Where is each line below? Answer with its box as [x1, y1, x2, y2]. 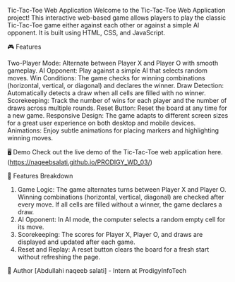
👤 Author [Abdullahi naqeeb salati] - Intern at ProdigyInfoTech [7, 266, 187, 274]
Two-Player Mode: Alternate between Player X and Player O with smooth [7, 59, 219, 67]
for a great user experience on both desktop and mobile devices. [7, 119, 196, 127]
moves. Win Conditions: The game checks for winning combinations [7, 74, 206, 82]
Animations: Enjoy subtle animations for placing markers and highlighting [7, 126, 219, 135]
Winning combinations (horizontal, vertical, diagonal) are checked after [17, 193, 224, 201]
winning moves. [7, 134, 54, 142]
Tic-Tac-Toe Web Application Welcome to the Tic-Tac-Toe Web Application [7, 6, 226, 14]
